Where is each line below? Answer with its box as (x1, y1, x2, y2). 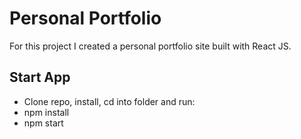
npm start (23, 117, 64, 129)
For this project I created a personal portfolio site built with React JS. (9, 40, 292, 52)
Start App (9, 69, 71, 86)
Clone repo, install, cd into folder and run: (23, 95, 196, 107)
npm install (23, 106, 70, 118)
